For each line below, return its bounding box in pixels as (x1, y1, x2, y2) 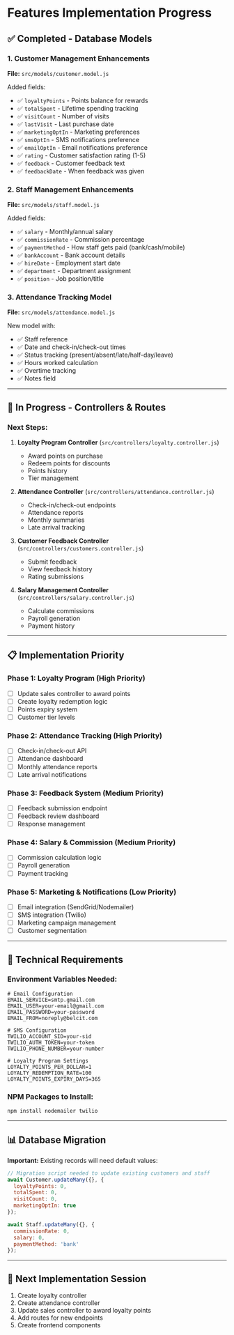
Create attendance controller (17, 1299, 100, 1307)
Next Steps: (7, 422, 48, 432)
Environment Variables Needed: (7, 974, 118, 984)
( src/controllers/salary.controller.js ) (17, 594, 134, 602)
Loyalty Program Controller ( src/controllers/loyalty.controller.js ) (17, 438, 219, 447)
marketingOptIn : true (13, 1202, 77, 1210)
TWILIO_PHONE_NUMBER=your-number (7, 1045, 104, 1052)
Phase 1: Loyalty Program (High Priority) (7, 674, 146, 684)
